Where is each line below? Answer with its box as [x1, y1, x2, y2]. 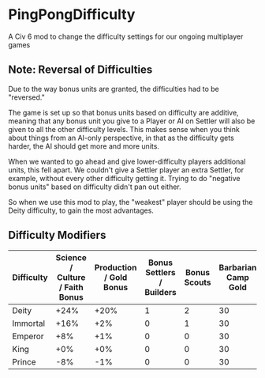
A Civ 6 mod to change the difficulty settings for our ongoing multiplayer [8, 32, 244, 41]
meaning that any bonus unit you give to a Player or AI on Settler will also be [8, 116, 256, 126]
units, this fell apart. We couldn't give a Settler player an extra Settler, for [8, 164, 244, 175]
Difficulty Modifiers [8, 229, 106, 242]
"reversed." [8, 93, 46, 102]
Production [94, 262, 137, 273]
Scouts [184, 277, 211, 288]
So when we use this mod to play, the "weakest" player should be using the [8, 197, 254, 206]
